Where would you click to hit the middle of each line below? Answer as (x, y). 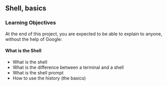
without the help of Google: (34, 39)
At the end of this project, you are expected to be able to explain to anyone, (84, 34)
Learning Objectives (31, 23)
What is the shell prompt (38, 72)
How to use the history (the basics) (49, 78)
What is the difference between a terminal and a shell (68, 67)
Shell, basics (26, 8)
